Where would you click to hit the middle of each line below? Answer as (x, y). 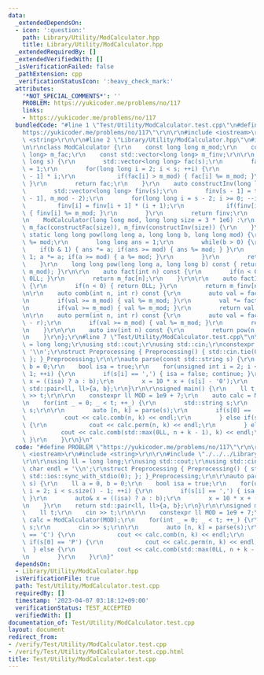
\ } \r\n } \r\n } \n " (57, 440)
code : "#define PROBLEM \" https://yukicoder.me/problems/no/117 (123, 447)
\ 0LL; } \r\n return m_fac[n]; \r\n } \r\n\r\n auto (130, 279)
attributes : (35, 89)
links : (33, 111)
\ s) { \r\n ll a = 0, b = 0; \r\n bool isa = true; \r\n (124, 483)
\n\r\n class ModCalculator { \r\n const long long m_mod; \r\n (130, 147)
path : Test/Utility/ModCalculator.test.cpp (87, 586)
